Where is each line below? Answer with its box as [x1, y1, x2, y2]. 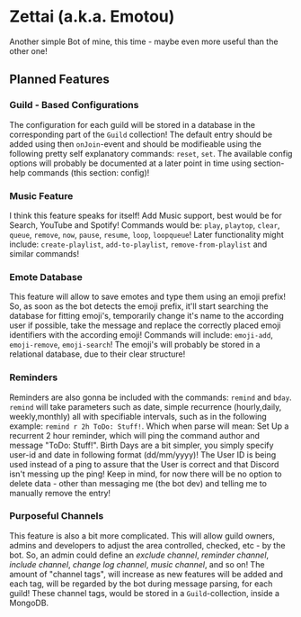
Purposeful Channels [9, 510, 104, 522]
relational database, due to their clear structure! [9, 349, 186, 359]
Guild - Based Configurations [9, 99, 139, 112]
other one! [9, 45, 48, 56]
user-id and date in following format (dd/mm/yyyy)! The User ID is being [9, 449, 277, 460]
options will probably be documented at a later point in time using [9, 158, 252, 168]
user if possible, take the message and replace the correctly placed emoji [9, 320, 281, 331]
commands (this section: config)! [27, 167, 150, 177]
